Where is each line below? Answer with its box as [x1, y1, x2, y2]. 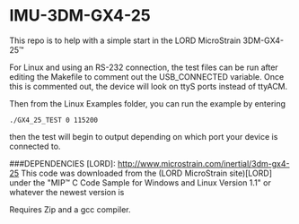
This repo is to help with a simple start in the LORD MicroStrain [9, 35, 242, 46]
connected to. [9, 141, 61, 151]
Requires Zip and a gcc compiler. [9, 203, 132, 215]
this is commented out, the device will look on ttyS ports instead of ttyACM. [9, 81, 288, 91]
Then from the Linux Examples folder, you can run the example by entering [9, 98, 286, 108]
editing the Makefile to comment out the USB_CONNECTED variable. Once [9, 71, 285, 82]
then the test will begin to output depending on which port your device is [9, 131, 278, 142]
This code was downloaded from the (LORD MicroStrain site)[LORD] [21, 168, 272, 178]
